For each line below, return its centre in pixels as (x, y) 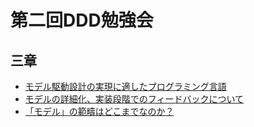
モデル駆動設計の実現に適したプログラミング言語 (125, 86)
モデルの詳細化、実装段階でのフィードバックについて (134, 99)
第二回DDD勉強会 (82, 20)
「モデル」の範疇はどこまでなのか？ (99, 111)
